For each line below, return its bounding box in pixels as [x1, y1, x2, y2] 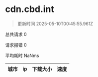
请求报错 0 [5, 41, 27, 48]
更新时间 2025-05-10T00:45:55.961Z [17, 20, 94, 26]
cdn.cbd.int [5, 3, 55, 15]
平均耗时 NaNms [5, 52, 39, 58]
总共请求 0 [5, 31, 27, 37]
